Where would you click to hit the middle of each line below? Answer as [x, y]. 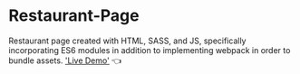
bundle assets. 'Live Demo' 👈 [65, 60]
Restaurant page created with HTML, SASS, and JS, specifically [127, 41]
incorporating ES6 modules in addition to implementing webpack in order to [150, 50]
